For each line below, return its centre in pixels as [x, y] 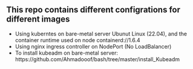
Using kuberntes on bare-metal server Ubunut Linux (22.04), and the [101, 34]
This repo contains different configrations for [93, 10]
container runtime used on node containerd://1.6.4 [77, 40]
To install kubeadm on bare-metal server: [66, 53]
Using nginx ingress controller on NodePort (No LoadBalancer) [93, 46]
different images [38, 19]
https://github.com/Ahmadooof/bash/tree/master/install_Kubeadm [97, 59]
